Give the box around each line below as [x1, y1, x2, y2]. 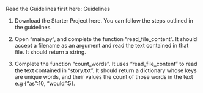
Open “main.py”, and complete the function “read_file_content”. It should [14, 35, 197, 42]
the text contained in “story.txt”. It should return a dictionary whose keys [14, 67, 197, 74]
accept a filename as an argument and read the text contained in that [14, 42, 189, 49]
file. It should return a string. [14, 48, 86, 56]
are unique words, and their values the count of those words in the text [14, 73, 193, 80]
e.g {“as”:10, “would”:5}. [14, 80, 76, 87]
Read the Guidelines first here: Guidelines [6, 6, 111, 12]
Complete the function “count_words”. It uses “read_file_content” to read [14, 61, 197, 67]
